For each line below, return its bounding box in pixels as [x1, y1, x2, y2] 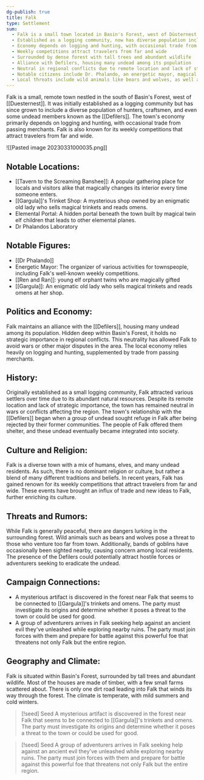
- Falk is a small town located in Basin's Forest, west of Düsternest [12, 32, 197, 38]
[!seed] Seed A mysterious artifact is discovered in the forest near [21, 709, 186, 717]
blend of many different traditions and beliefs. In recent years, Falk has [6, 474, 183, 481]
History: [6, 372, 38, 383]
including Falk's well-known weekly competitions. [15, 269, 140, 277]
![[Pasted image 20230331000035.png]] [6, 144, 107, 151]
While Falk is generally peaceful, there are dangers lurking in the [6, 527, 168, 534]
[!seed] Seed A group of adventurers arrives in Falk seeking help [21, 741, 183, 748]
